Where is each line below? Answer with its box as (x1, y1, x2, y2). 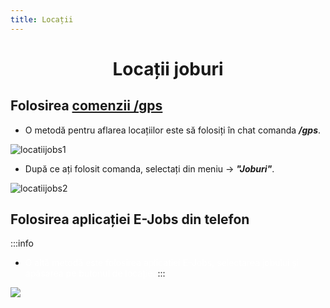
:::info (10, 237, 34, 250)
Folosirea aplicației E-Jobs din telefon (10, 211, 250, 228)
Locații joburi (112, 57, 224, 80)
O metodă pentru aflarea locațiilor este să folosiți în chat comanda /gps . (24, 124, 322, 136)
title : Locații (10, 14, 74, 25)
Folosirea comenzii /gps (10, 97, 163, 115)
